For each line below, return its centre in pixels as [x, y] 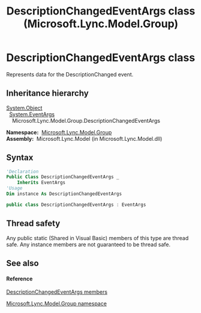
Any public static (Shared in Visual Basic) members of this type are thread [97, 238]
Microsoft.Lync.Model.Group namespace [56, 304]
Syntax [20, 158]
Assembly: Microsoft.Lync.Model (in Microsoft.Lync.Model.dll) [84, 138]
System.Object [24, 108]
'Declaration [22, 172]
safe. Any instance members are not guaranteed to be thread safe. [88, 244]
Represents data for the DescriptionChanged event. [70, 74]
